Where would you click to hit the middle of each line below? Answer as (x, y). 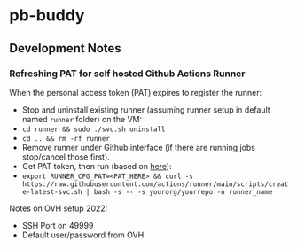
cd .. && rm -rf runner (66, 138)
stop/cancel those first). (66, 157)
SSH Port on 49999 (58, 225)
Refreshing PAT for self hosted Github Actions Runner (127, 74)
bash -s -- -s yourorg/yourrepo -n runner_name (183, 191)
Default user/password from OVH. (84, 235)
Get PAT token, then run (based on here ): (97, 166)
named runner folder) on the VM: (82, 119)
